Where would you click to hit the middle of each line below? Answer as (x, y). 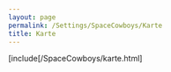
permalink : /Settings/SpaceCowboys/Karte (85, 25)
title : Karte (32, 33)
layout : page (32, 17)
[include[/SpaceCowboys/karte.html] (75, 59)
